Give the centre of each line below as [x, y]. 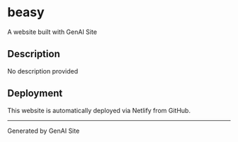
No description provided [43, 71]
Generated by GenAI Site [44, 131]
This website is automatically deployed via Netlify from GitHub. [99, 110]
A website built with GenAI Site [52, 32]
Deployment [35, 94]
